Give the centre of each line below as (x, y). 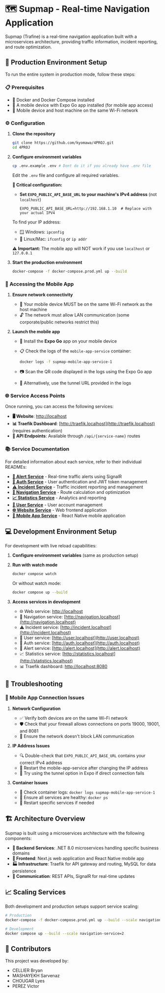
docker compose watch (34, 574)
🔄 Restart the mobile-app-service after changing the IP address (84, 768)
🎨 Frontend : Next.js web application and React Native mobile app (78, 858)
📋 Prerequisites (25, 87)
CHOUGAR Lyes (28, 981)
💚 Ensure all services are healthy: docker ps (64, 797)
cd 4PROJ (21, 148)
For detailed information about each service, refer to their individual (73, 462)
